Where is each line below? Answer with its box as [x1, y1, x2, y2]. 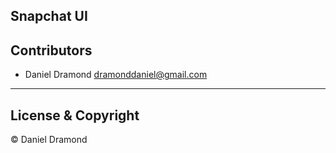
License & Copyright [10, 107, 140, 124]
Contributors [10, 42, 93, 59]
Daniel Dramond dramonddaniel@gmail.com [24, 69, 208, 81]
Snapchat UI [10, 8, 88, 25]
